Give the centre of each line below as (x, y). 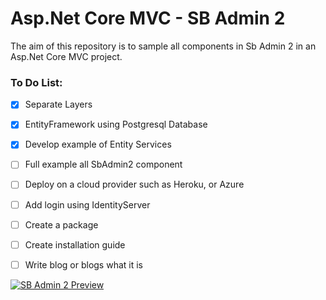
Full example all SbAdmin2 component (103, 164)
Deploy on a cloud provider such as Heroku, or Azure (134, 184)
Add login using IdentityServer (87, 204)
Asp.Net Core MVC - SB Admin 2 (148, 18)
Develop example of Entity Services (98, 144)
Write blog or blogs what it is (83, 264)
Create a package (61, 224)
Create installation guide (75, 244)
